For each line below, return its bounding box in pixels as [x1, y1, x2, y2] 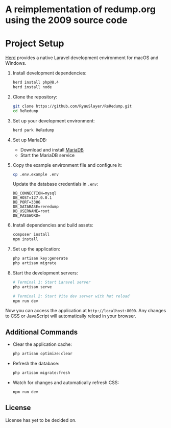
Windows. [5, 60, 27, 66]
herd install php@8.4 [12, 80, 59, 85]
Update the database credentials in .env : [12, 181, 99, 187]
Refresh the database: [12, 361, 60, 367]
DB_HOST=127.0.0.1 [12, 195, 52, 200]
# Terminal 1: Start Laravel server [12, 280, 91, 285]
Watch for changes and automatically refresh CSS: [12, 379, 119, 386]
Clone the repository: [12, 93, 58, 100]
